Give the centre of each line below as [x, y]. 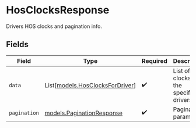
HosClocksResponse [58, 10]
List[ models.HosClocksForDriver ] [90, 85]
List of [182, 70]
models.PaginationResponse [84, 113]
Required [155, 61]
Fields [17, 45]
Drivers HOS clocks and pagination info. [54, 26]
